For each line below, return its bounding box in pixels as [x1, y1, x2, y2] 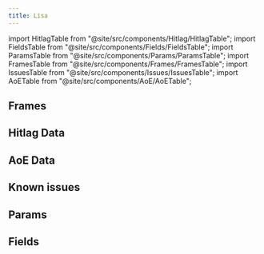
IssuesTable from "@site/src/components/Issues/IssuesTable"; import [8, 67, 238, 77]
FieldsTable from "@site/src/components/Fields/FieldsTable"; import [8, 42, 234, 52]
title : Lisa [8, 11, 48, 20]
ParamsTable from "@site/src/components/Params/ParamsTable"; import [8, 50, 250, 60]
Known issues [8, 181, 81, 194]
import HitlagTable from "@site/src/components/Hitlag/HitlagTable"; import [8, 34, 256, 43]
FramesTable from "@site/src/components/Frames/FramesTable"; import [8, 59, 248, 69]
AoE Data [8, 153, 56, 167]
